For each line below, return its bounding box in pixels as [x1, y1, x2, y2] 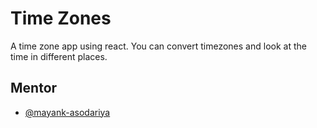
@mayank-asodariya [24, 106, 111, 118]
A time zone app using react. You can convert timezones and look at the [10, 40, 307, 52]
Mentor [10, 80, 58, 97]
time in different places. [10, 50, 108, 62]
